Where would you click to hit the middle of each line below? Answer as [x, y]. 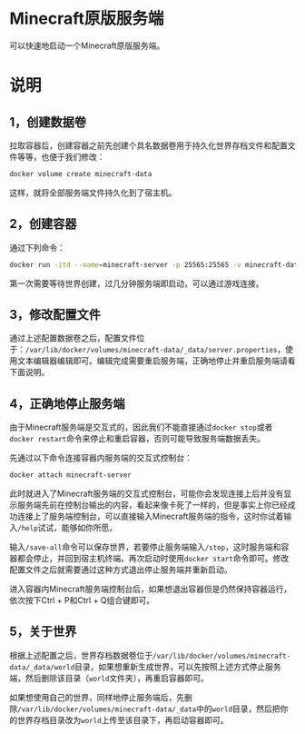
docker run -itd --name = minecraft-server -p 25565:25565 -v [126, 264]
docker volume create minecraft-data [81, 174]
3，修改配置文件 [55, 314]
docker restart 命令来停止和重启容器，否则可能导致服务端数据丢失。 [138, 439]
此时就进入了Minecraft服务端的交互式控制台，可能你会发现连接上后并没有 [147, 493]
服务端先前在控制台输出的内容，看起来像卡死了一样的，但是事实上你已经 [152, 505]
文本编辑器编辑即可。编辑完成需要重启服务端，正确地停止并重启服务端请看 [156, 361]
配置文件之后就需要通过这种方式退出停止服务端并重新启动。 [121, 570]
